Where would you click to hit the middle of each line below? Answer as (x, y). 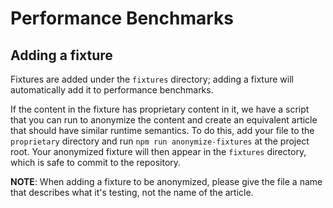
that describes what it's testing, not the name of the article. (132, 192)
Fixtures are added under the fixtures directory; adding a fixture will (152, 79)
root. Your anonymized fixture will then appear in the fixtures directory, (158, 151)
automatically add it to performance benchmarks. (112, 90)
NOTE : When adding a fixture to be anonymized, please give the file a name (166, 181)
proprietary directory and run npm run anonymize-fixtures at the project (160, 141)
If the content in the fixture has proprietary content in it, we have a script (160, 109)
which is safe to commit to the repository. (96, 162)
